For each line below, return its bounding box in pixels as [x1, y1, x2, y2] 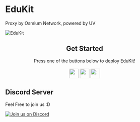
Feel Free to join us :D [5, 101, 50, 107]
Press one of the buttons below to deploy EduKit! [34, 58, 135, 64]
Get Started [66, 44, 103, 53]
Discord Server [5, 88, 54, 96]
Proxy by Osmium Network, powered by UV [5, 20, 96, 26]
